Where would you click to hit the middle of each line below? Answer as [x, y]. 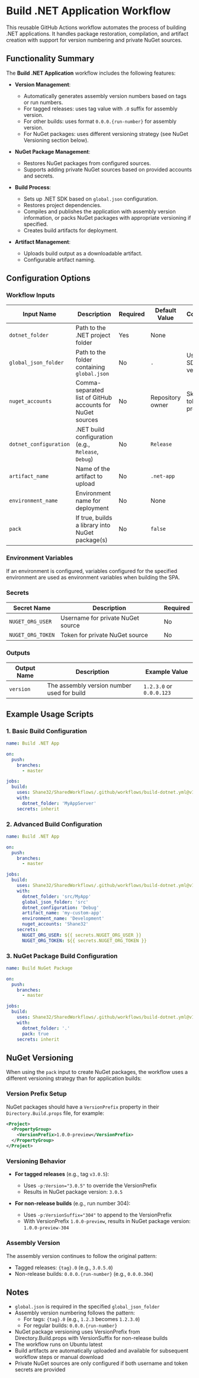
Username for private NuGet [99, 618]
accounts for [93, 405]
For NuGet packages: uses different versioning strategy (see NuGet [106, 134]
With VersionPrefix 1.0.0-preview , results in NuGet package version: [107, 1221]
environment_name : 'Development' [63, 918]
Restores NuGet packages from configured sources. [87, 163]
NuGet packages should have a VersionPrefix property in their [83, 1107]
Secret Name [32, 608]
